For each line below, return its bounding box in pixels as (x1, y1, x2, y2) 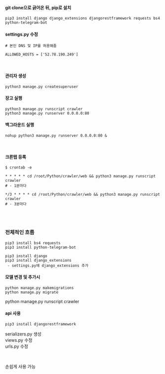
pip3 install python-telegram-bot (5, 245, 77, 250)
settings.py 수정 (5, 31, 39, 37)
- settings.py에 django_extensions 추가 (7, 263, 89, 268)
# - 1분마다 (5, 183, 27, 188)
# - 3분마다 (5, 202, 27, 207)
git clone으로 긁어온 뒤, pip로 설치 (5, 4, 72, 10)
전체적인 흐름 (5, 229, 35, 236)
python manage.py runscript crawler (5, 298, 80, 304)
